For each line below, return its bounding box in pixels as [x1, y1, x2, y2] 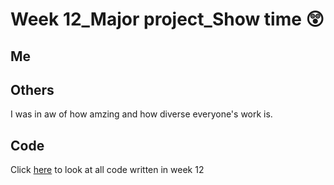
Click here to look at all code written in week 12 [10, 164, 205, 176]
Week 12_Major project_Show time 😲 [10, 8, 325, 31]
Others [10, 81, 55, 98]
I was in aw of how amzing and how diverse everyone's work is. [10, 108, 273, 120]
